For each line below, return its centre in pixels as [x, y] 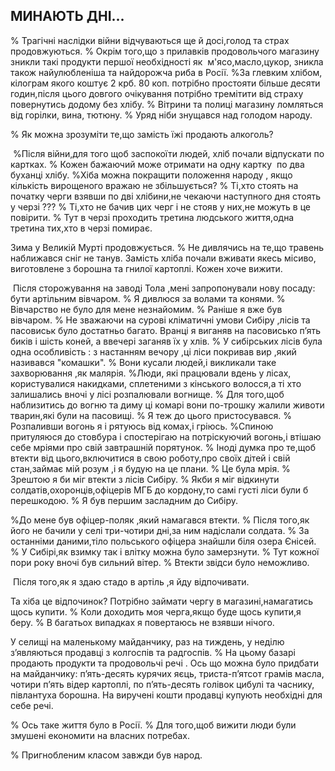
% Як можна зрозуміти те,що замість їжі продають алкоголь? [142, 134]
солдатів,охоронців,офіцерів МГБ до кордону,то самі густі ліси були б [159, 490]
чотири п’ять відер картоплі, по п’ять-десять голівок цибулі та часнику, [162, 684]
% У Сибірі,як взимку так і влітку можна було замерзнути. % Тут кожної [165, 551]
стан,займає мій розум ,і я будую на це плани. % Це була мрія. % [150, 468]
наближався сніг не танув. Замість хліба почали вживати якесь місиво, [163, 258]
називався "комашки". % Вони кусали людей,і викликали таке [143, 362]
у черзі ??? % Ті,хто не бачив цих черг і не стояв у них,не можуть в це [160, 206]
